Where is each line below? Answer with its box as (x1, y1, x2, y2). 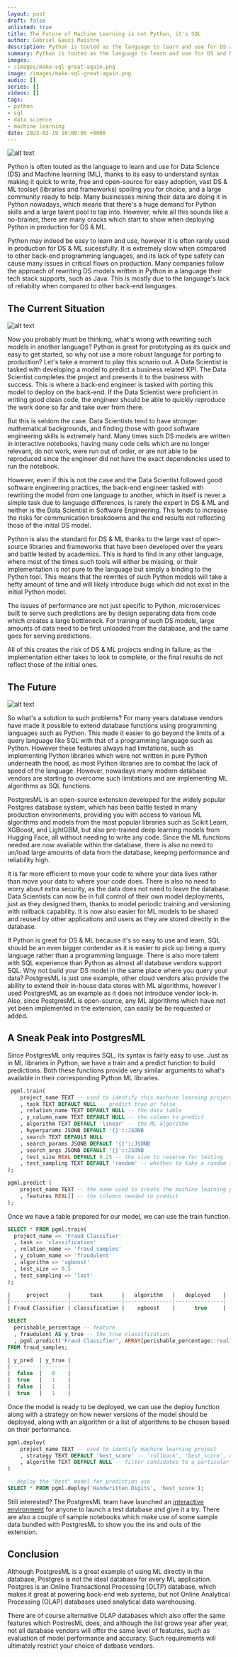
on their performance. (7, 1425, 72, 1433)
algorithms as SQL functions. (7, 782, 92, 790)
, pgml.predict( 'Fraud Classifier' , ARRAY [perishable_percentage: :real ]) (13, 1337, 236, 1344)
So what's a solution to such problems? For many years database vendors (7, 714, 223, 722)
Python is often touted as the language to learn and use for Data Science (7, 163, 220, 171)
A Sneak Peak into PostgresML (7, 1032, 146, 1044)
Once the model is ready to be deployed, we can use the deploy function (7, 1402, 220, 1411)
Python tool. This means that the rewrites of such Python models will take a (7, 572, 227, 581)
